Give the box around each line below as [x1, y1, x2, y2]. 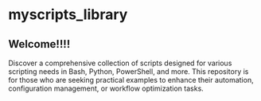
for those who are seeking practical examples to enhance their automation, [8, 76, 254, 84]
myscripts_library [8, 6, 128, 24]
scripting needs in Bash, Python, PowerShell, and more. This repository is [8, 67, 249, 76]
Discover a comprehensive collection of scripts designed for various [8, 58, 232, 68]
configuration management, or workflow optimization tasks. [8, 84, 205, 93]
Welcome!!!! [8, 37, 71, 51]
